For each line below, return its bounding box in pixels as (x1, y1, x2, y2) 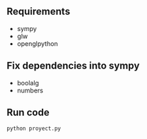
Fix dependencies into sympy (6, 60, 140, 72)
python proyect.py (6, 125, 61, 133)
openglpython (16, 39, 58, 48)
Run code (6, 107, 50, 119)
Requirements (6, 6, 70, 18)
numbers (16, 86, 44, 95)
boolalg (16, 78, 40, 87)
